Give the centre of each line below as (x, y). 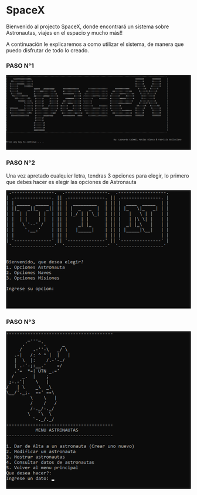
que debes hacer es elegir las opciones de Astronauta (71, 182)
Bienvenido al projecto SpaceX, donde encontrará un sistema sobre (88, 26)
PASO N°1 (20, 65)
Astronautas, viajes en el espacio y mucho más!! (64, 32)
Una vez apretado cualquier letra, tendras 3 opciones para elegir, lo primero (98, 175)
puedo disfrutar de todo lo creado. (48, 50)
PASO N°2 (21, 163)
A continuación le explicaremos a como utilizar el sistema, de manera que (95, 44)
